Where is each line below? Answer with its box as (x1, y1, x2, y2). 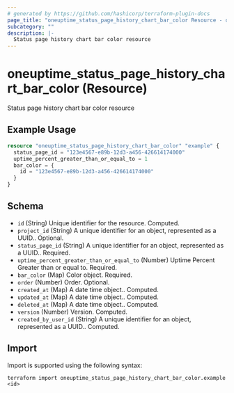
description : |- (7, 29, 54, 37)
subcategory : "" (7, 23, 54, 30)
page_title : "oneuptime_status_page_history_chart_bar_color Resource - (7, 17, 223, 24)
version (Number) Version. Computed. (17, 307, 127, 316)
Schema (7, 200, 44, 212)
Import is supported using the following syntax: (7, 361, 143, 369)
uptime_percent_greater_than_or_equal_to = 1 (13, 155, 148, 162)
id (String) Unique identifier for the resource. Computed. (17, 218, 180, 227)
